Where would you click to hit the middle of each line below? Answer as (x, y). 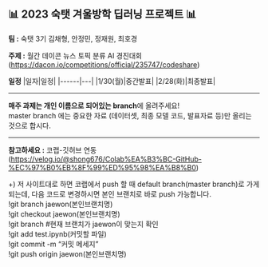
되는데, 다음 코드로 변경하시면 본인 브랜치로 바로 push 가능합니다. (110, 193)
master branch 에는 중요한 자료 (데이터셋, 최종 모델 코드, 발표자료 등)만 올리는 (130, 115)
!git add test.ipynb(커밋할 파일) (58, 233)
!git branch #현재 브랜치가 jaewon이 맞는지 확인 (83, 224)
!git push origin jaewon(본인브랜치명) (67, 253)
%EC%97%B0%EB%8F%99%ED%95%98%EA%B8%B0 (102, 167)
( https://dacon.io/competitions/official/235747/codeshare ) (104, 64)
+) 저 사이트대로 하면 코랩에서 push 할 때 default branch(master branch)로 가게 (134, 184)
